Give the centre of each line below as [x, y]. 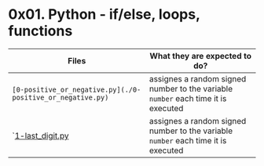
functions [40, 31]
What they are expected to [201, 56]
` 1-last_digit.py [40, 135]
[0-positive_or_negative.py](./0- [77, 89]
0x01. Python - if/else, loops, [104, 14]
